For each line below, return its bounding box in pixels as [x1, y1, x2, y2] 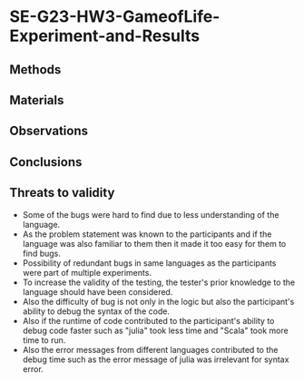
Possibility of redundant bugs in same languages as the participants [22, 257, 277, 269]
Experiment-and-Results [9, 25, 201, 46]
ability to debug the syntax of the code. [22, 306, 171, 317]
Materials [9, 93, 64, 108]
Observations [9, 123, 89, 139]
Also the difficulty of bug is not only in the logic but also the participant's [22, 296, 295, 307]
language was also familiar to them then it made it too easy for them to [22, 238, 287, 249]
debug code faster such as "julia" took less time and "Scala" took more [22, 325, 289, 336]
